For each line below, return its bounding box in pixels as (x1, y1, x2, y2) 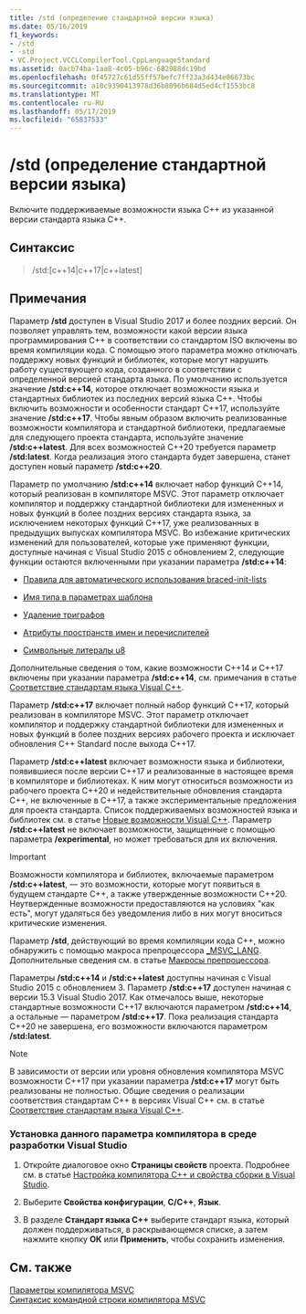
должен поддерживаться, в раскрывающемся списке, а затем (22, 1224, 268, 1235)
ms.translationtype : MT (9, 89, 100, 99)
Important (9, 851, 47, 862)
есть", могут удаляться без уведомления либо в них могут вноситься (9, 908, 283, 919)
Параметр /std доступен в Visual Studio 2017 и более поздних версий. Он (9, 315, 297, 326)
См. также (9, 1260, 73, 1276)
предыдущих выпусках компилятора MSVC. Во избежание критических (9, 527, 290, 538)
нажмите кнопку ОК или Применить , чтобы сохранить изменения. (22, 1234, 285, 1245)
